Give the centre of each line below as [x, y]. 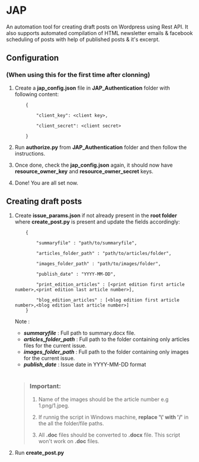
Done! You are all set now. [46, 183]
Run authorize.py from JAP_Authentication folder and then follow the [101, 147]
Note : [22, 321]
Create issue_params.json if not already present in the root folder [96, 216]
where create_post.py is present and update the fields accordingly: [97, 222]
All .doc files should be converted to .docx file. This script [109, 435]
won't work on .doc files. [69, 441]
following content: [37, 94]
